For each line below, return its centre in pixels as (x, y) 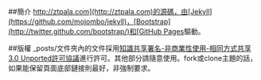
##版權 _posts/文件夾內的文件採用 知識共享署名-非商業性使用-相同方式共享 (130, 48)
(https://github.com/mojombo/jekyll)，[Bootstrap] (90, 21)
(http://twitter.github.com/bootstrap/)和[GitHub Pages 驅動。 (107, 31)
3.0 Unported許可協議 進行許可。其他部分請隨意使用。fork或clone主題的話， (132, 58)
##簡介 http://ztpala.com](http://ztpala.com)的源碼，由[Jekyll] (110, 11)
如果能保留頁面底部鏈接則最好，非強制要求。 (82, 68)
